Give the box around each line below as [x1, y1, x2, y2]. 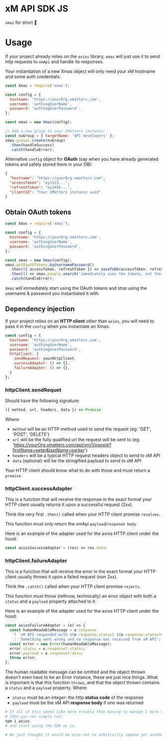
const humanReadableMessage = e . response [9, 628, 97, 633]
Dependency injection [5, 305, 75, 314]
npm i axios [5, 719, 30, 724]
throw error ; [9, 655, 37, 660]
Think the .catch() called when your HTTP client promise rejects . [5, 583, 141, 590]
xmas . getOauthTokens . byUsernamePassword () [5, 262, 94, 267]
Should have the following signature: [5, 398, 80, 404]
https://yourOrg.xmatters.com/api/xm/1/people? [14, 441, 112, 448]
